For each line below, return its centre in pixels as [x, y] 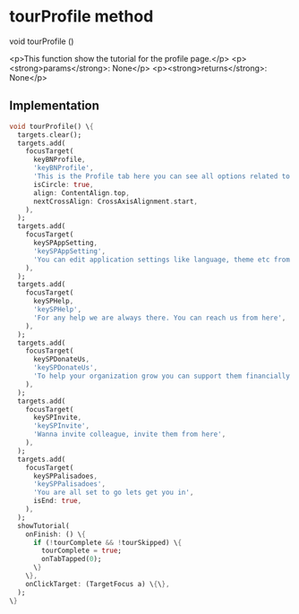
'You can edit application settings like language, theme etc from [162, 260]
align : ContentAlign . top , [81, 193]
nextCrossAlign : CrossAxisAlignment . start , [115, 201]
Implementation [55, 106]
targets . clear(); [50, 135]
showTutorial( [43, 525]
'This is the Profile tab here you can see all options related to [162, 176]
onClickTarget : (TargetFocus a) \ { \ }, [98, 584]
